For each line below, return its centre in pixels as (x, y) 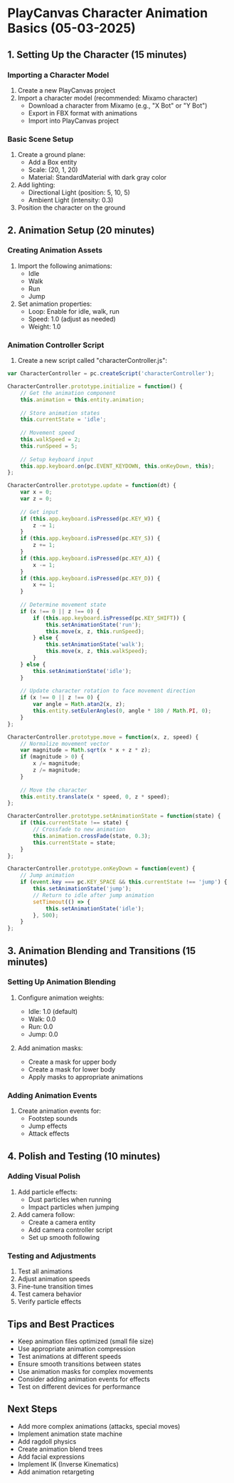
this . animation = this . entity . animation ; (82, 400)
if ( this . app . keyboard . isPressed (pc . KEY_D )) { (90, 578)
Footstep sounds (53, 1119)
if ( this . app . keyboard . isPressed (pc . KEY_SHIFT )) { (110, 618)
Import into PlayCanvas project (74, 120)
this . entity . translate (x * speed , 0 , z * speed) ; (95, 796)
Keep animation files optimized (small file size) (86, 1341)
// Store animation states (60, 413)
